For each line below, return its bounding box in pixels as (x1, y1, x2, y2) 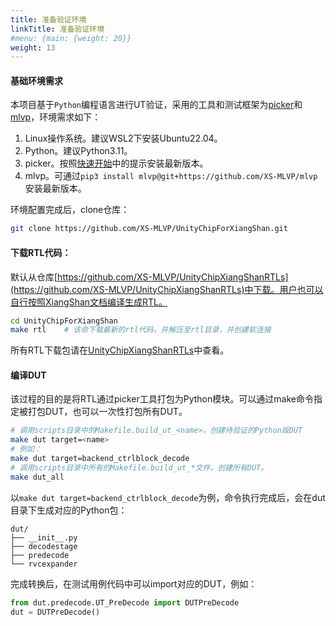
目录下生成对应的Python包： (10, 504, 128, 516)
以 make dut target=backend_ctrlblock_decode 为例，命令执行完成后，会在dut (10, 491, 326, 503)
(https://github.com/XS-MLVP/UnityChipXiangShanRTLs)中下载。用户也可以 (10, 283, 324, 295)
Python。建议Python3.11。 (24, 145, 133, 157)
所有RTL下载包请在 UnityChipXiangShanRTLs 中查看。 (10, 344, 230, 356)
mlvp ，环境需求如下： (10, 111, 102, 123)
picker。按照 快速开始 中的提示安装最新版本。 (24, 157, 209, 170)
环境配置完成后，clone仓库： (10, 204, 130, 216)
